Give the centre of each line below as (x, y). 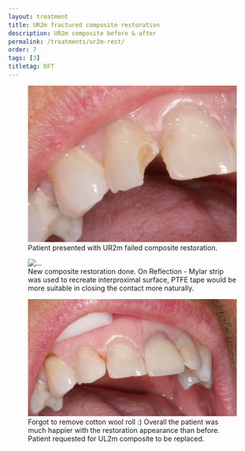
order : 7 (22, 50)
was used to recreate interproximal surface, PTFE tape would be (132, 279)
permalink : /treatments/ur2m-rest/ (67, 42)
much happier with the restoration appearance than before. (124, 430)
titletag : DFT (32, 67)
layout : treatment (38, 17)
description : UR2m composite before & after (82, 33)
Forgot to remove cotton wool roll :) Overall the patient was (123, 422)
